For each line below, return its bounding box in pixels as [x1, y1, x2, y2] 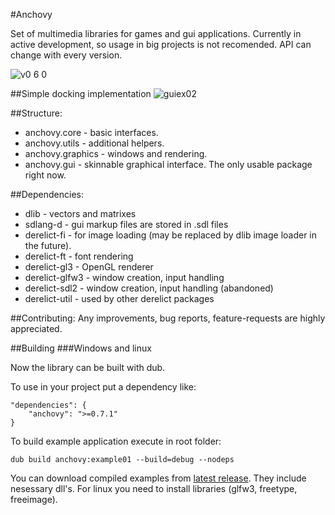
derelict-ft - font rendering [24, 250, 134, 262]
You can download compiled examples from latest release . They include [10, 472, 307, 484]
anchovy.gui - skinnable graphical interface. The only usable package [24, 159, 313, 170]
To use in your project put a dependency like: [10, 381, 197, 393]
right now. [24, 169, 67, 181]
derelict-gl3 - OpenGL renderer [24, 261, 154, 273]
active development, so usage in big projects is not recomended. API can [10, 39, 312, 50]
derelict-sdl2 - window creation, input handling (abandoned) [24, 282, 274, 294]
